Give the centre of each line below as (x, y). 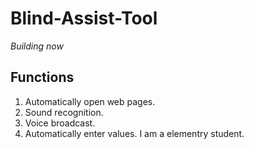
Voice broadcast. (60, 123)
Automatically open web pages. (90, 101)
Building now (37, 46)
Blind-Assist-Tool (84, 18)
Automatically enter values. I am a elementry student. (134, 133)
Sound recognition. (64, 112)
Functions (42, 77)
